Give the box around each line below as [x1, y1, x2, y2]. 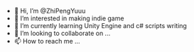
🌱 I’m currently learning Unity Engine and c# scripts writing [14, 22, 187, 30]
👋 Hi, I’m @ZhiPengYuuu [14, 7, 86, 15]
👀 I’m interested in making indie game [14, 14, 124, 22]
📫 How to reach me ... [14, 37, 80, 45]
